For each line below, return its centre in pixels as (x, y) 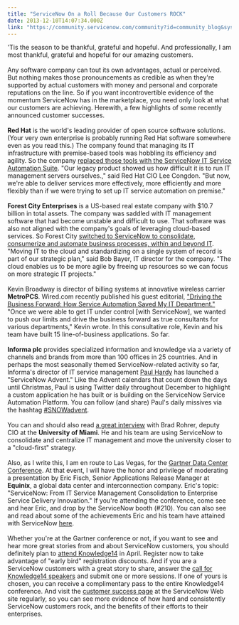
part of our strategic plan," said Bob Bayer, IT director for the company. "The (119, 259)
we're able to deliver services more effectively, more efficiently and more (115, 183)
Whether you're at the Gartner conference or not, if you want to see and (113, 538)
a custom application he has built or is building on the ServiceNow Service (116, 395)
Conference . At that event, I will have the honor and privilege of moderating (118, 471)
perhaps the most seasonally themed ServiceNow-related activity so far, (113, 365)
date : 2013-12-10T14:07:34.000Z (55, 21)
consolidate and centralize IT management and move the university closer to (119, 440)
